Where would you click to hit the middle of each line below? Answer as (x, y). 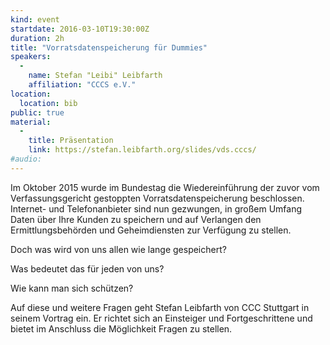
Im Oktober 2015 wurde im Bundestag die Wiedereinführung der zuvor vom (165, 187)
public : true (37, 112)
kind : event (35, 19)
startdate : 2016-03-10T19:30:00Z (80, 29)
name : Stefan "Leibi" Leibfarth (95, 76)
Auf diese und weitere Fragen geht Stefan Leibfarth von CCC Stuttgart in (160, 307)
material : (31, 122)
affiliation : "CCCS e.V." (82, 85)
